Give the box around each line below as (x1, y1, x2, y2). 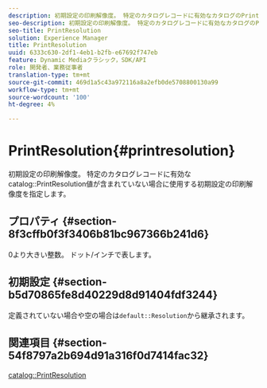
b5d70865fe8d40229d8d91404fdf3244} (8, 288, 219, 302)
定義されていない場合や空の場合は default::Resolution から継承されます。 (8, 310, 250, 319)
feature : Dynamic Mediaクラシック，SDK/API (8, 57, 147, 65)
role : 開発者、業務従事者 (8, 64, 83, 72)
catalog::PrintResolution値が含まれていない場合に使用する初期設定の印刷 (8, 179, 246, 189)
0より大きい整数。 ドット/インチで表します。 (8, 249, 157, 259)
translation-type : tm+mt (8, 71, 91, 79)
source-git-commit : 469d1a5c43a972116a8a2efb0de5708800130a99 (8, 78, 219, 86)
